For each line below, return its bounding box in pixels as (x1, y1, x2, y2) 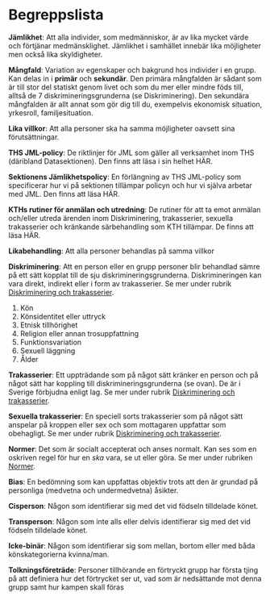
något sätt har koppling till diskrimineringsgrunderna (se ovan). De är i (8, 378, 241, 388)
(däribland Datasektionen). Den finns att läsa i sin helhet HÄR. (8, 156, 214, 166)
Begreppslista (8, 6, 104, 24)
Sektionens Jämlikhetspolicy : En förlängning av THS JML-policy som (8, 172, 242, 181)
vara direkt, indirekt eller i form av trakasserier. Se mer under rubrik (8, 278, 232, 288)
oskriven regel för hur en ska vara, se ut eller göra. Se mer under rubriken (8, 452, 253, 462)
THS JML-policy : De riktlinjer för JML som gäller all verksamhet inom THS (8, 148, 255, 157)
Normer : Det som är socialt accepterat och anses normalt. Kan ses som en (8, 444, 257, 453)
